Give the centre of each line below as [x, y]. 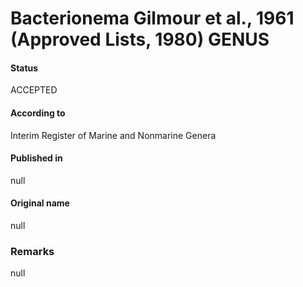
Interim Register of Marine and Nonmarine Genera [113, 135]
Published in [36, 158]
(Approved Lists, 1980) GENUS [140, 39]
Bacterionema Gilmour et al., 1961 [152, 18]
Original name [40, 203]
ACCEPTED [34, 90]
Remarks [32, 251]
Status [24, 68]
